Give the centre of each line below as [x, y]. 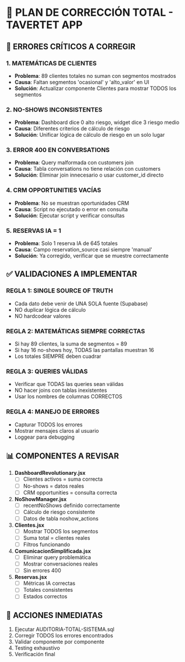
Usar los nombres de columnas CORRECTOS [68, 396]
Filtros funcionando [47, 544]
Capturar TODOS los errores [48, 425]
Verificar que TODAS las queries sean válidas [69, 384]
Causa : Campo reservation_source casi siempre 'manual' [83, 250]
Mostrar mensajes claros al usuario [57, 430]
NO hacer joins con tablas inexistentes [61, 390]
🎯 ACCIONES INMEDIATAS [55, 615]
